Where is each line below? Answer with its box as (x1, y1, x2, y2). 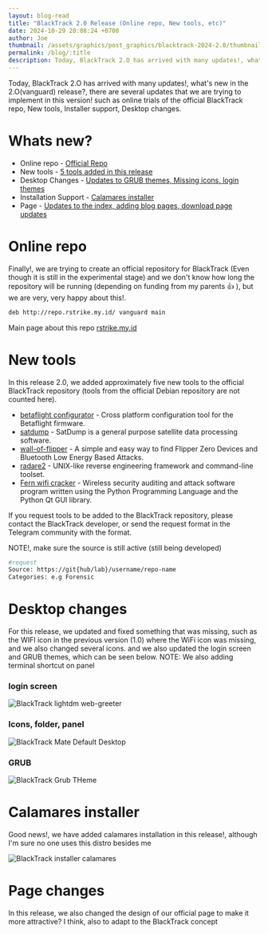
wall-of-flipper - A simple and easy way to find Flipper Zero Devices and (19, 443, 258, 453)
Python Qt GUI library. (19, 495, 93, 504)
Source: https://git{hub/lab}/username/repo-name (8, 566, 177, 574)
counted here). (8, 394, 57, 404)
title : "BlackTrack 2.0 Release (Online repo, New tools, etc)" (8, 19, 227, 27)
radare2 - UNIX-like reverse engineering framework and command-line (19, 461, 254, 471)
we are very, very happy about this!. (8, 293, 126, 303)
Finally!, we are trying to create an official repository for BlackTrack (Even (8, 263, 250, 273)
